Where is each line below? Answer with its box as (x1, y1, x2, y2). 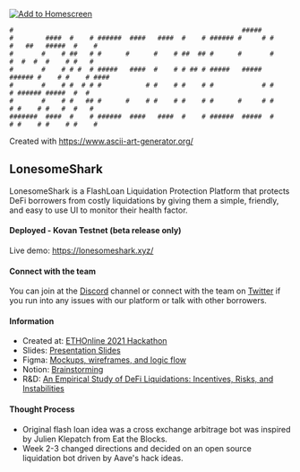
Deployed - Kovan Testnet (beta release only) (9, 225, 182, 236)
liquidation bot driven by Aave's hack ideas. (21, 452, 184, 463)
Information (9, 315, 55, 327)
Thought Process (9, 404, 75, 415)
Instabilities (21, 383, 64, 394)
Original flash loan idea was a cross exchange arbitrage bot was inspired (21, 424, 291, 434)
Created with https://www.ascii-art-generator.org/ (9, 135, 194, 146)
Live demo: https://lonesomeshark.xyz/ (9, 245, 154, 256)
